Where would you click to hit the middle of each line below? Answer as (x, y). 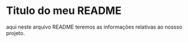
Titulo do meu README (64, 11)
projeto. (16, 33)
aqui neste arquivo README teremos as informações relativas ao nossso (94, 27)
